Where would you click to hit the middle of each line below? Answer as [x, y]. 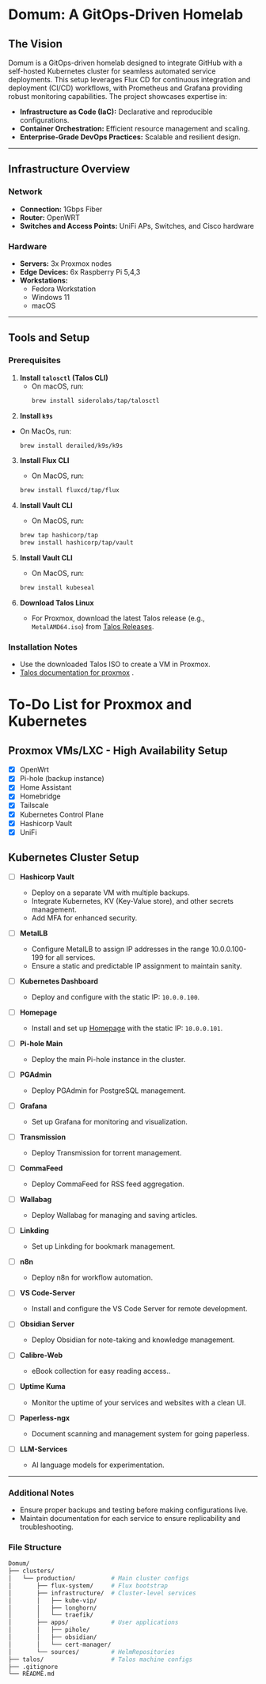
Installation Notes [43, 647]
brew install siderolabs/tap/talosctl [95, 400]
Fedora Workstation [64, 288]
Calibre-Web [41, 1356]
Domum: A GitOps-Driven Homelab [126, 15]
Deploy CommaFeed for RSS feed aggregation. [108, 1184]
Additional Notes [41, 1492]
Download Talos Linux [57, 602]
